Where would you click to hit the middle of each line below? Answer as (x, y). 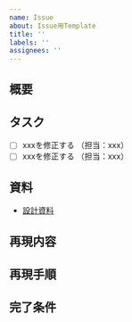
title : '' (28, 34)
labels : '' (29, 42)
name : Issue (31, 17)
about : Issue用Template (53, 26)
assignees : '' (36, 51)
